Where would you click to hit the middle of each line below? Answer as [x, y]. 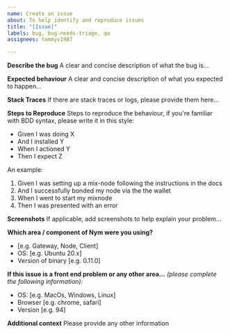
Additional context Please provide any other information [88, 324]
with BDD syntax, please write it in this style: [71, 121]
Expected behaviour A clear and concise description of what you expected [115, 79]
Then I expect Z [40, 157]
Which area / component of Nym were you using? [80, 232]
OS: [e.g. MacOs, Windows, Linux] [66, 295]
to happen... [24, 86]
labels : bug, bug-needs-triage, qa [59, 33]
